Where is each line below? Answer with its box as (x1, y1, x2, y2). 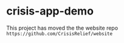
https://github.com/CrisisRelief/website (6, 30, 113, 37)
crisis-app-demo (6, 4, 94, 18)
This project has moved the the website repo (6, 24, 119, 31)
